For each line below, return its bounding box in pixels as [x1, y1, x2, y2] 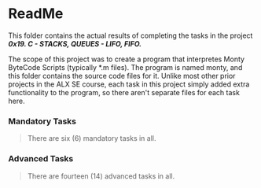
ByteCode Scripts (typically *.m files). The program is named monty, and [8, 62, 243, 72]
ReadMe [8, 5, 64, 23]
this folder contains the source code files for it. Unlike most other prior [8, 71, 236, 80]
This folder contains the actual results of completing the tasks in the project [8, 31, 253, 40]
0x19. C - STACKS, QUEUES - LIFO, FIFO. [8, 39, 142, 48]
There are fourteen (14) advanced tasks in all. [27, 171, 175, 181]
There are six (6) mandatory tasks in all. [27, 134, 156, 143]
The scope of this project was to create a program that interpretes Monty [8, 54, 245, 64]
